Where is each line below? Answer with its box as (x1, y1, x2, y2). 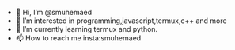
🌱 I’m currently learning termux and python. (15, 25, 158, 33)
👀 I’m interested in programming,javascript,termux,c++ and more (15, 16, 227, 25)
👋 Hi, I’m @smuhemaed (15, 8, 93, 17)
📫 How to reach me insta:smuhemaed (15, 33, 142, 43)
